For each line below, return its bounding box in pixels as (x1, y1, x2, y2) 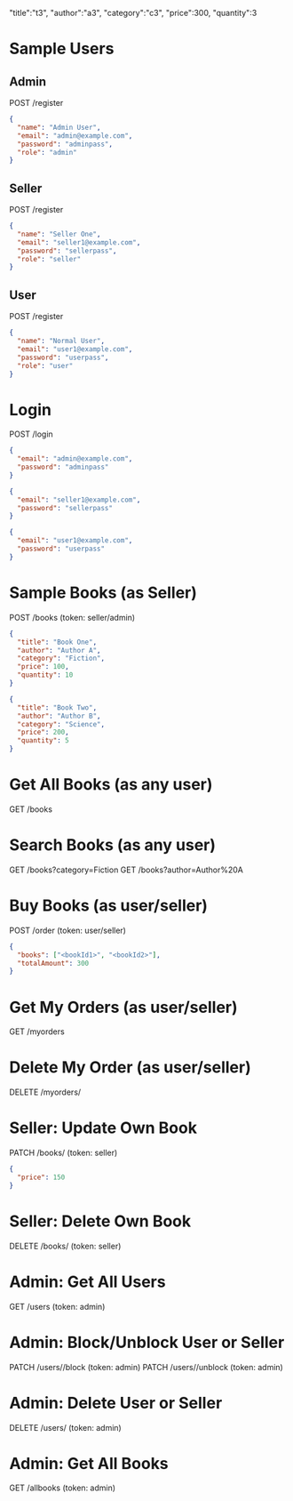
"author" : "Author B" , (17, 711, 101, 720)
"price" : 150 (17, 1173, 66, 1182)
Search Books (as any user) (9, 835, 216, 855)
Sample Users (9, 39, 115, 59)
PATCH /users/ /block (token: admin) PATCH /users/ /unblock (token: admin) (9, 1361, 284, 1372)
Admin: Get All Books (9, 1453, 169, 1473)
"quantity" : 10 (17, 670, 74, 679)
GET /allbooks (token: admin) (9, 1482, 116, 1493)
